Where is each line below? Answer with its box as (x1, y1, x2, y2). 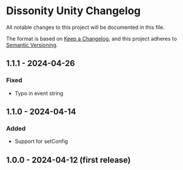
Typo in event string (14, 90, 64, 97)
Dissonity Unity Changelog (6, 4, 141, 18)
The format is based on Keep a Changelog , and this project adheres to (6, 35, 177, 42)
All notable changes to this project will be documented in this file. (6, 24, 165, 31)
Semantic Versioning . (6, 41, 58, 48)
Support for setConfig (14, 138, 68, 145)
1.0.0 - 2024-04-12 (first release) (6, 155, 131, 165)
